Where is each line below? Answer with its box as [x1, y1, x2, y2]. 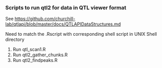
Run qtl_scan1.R [12, 47, 46, 53]
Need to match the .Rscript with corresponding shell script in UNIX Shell [5, 31, 157, 37]
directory [5, 36, 25, 42]
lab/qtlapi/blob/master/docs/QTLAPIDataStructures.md [5, 21, 121, 27]
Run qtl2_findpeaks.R [12, 57, 58, 63]
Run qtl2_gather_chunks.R [12, 52, 68, 58]
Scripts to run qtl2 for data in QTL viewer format [5, 4, 127, 11]
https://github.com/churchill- [14, 16, 76, 22]
